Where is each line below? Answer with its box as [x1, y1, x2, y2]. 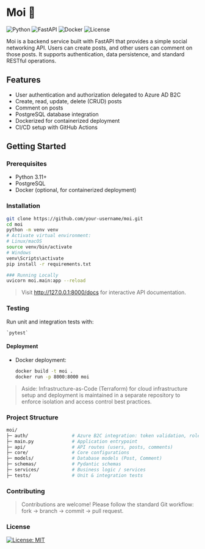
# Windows [6, 249, 32, 256]
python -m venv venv [6, 227, 59, 233]
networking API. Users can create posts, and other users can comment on [6, 44, 193, 51]
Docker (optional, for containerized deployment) [15, 186, 137, 194]
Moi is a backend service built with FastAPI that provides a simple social [6, 37, 187, 45]
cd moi [6, 221, 23, 227]
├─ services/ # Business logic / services [6, 467, 146, 473]
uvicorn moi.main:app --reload [6, 278, 86, 284]
